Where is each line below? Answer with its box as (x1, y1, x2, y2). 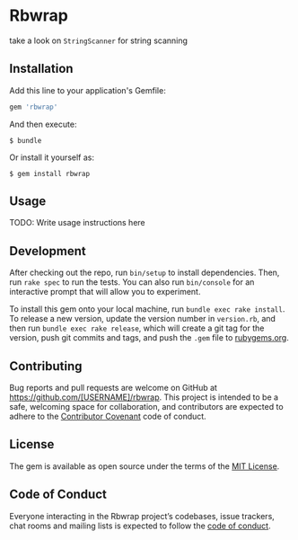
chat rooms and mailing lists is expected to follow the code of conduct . (9, 520, 271, 531)
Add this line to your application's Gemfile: (9, 84, 166, 95)
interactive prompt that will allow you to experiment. (9, 287, 201, 297)
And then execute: (9, 119, 77, 129)
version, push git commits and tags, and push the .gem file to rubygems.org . (9, 332, 290, 343)
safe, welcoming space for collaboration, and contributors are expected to (9, 402, 285, 412)
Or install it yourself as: (9, 152, 94, 163)
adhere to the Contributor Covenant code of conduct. (9, 411, 206, 422)
